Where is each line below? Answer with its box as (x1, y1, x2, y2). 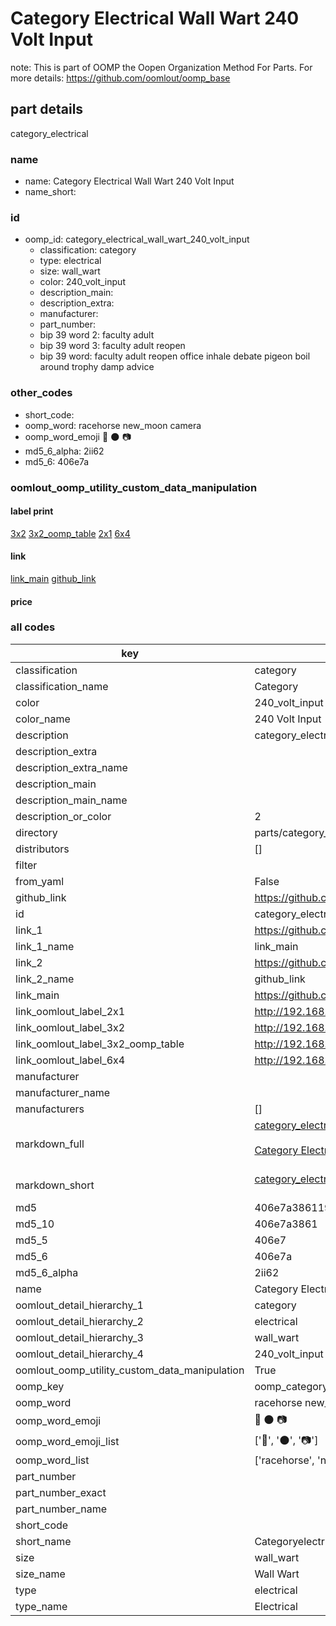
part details (10, 101, 84, 118)
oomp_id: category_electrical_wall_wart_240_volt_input (24, 233, 250, 246)
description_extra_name (15, 760, 128, 774)
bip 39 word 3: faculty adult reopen (39, 340, 186, 352)
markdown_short (15, 1178, 95, 1192)
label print (10, 505, 54, 517)
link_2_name (15, 972, 75, 986)
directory (15, 825, 58, 839)
